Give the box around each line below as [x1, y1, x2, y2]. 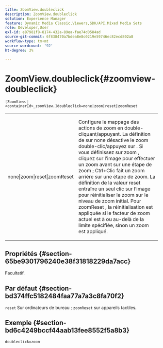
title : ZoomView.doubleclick [5, 7, 64, 12]
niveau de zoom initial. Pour [78, 198, 142, 204]
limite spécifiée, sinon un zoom [78, 222, 149, 229]
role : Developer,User [5, 25, 49, 30]
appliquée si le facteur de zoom [78, 210, 150, 217]
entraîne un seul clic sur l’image [78, 185, 151, 192]
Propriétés [5, 249, 38, 258]
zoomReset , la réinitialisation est [78, 204, 153, 211]
